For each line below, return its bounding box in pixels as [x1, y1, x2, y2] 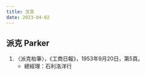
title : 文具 [6, 8, 34, 15]
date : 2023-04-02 [6, 14, 50, 20]
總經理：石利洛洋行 [24, 62, 72, 70]
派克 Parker [6, 38, 50, 48]
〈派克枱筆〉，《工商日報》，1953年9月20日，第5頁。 [14, 55, 144, 62]
